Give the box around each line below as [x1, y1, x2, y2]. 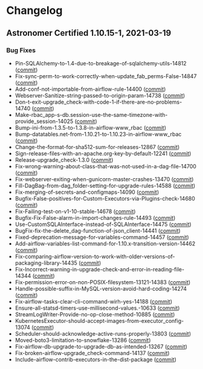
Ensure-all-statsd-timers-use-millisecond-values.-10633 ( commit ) [14, 304, 180, 311]
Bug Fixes [6, 46, 36, 55]
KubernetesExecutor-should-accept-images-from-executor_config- [14, 317, 184, 324]
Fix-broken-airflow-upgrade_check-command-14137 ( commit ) [14, 349, 170, 356]
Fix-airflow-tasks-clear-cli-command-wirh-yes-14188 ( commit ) [14, 298, 172, 305]
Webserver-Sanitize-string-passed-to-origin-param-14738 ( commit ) [14, 91, 185, 99]
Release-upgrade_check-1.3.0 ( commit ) [14, 156, 114, 164]
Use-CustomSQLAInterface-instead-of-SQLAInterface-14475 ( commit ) [14, 221, 192, 228]
